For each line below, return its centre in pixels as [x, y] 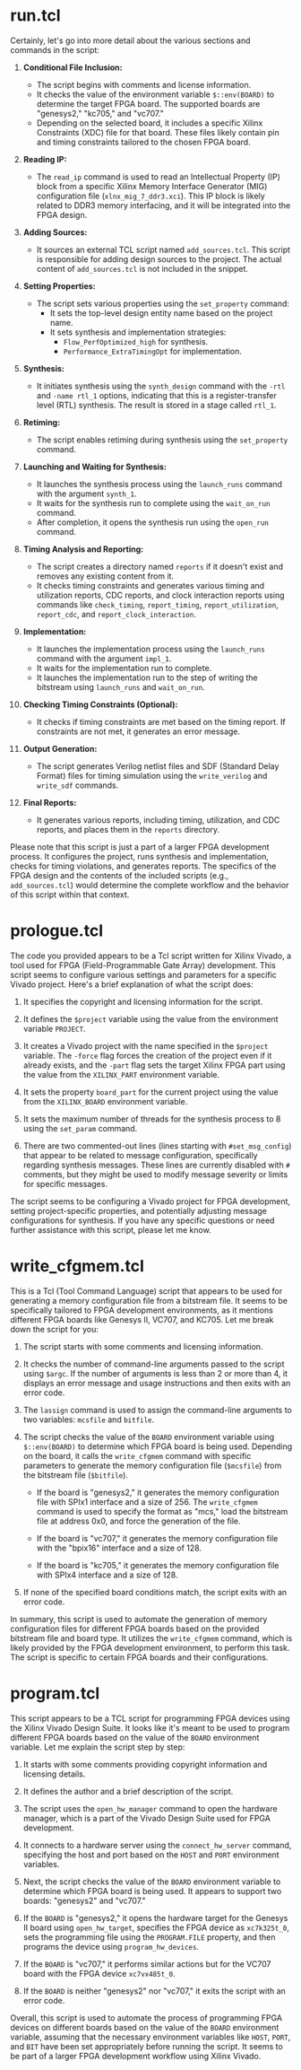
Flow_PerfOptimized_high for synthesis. [136, 341]
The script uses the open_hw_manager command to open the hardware [150, 1808]
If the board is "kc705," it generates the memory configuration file [158, 1565]
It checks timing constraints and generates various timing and [150, 585]
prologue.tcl [57, 931]
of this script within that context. [70, 895]
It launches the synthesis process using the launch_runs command [159, 484]
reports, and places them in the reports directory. [128, 829]
